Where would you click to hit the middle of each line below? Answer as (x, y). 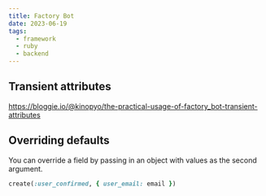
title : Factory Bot (41, 16)
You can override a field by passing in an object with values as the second (133, 160)
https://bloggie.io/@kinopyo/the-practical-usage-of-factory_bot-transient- (133, 106)
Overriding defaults (59, 140)
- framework (36, 39)
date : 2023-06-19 (38, 24)
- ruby (27, 46)
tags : (17, 31)
